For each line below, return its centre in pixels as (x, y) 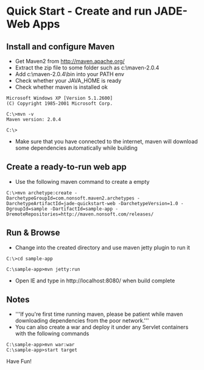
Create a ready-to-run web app (66, 167)
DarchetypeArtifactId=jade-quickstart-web (61, 203)
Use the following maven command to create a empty (82, 181)
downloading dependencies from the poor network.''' (82, 321)
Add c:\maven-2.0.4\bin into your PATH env (70, 74)
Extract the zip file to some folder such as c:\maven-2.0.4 (87, 68)
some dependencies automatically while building (76, 148)
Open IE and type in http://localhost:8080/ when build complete (95, 281)
